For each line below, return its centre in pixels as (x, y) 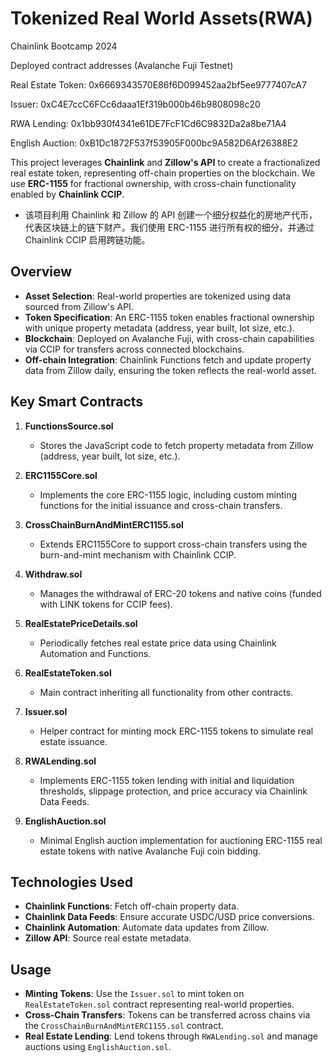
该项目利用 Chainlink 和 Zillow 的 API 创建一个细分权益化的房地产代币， (171, 214)
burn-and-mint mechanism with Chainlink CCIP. (138, 554)
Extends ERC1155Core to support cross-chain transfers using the (173, 544)
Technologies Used (71, 882)
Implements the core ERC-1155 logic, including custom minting (168, 494)
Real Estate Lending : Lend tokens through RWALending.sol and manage (171, 1036)
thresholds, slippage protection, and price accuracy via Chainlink (173, 791)
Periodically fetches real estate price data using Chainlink (158, 643)
